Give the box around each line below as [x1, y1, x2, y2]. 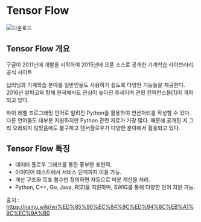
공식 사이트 [6, 68, 33, 75]
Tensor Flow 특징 [6, 144, 71, 154]
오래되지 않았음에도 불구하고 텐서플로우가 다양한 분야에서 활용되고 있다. [12, 124, 180, 132]
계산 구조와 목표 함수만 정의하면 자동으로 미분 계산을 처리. [14, 176, 151, 183]
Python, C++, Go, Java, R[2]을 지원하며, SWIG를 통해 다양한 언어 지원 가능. [14, 183, 196, 191]
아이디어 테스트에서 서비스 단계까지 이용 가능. [14, 168, 122, 176]
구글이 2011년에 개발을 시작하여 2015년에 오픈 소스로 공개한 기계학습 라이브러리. [6, 61, 195, 68]
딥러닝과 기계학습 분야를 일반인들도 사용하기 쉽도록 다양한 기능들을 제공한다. [6, 81, 185, 88]
